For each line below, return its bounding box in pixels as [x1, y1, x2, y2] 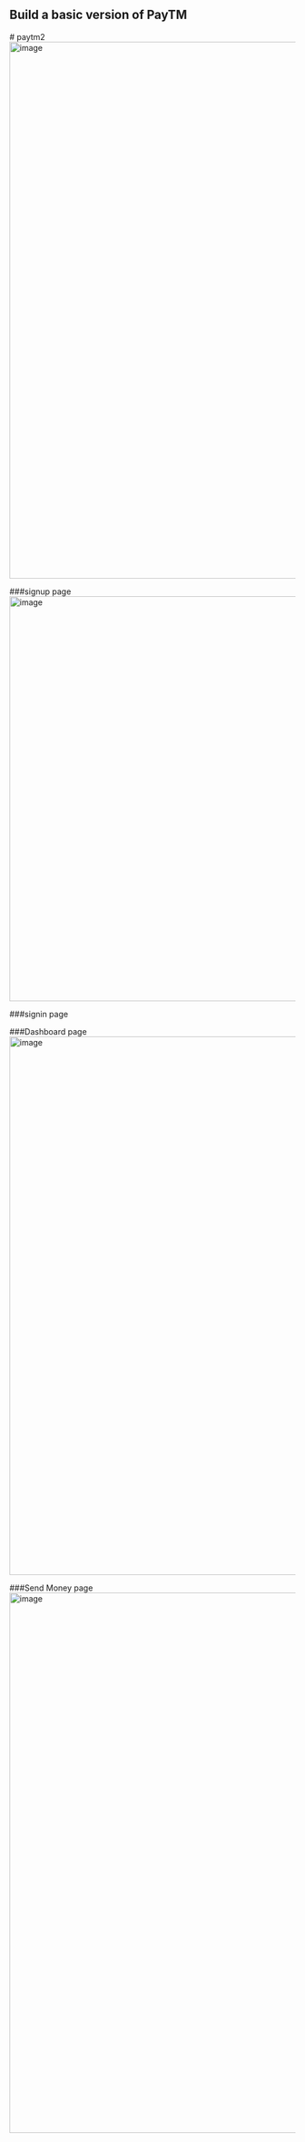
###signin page [9, 1008, 69, 1019]
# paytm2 [9, 31, 45, 42]
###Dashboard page [9, 1026, 88, 1036]
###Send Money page [9, 1582, 93, 1593]
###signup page [9, 586, 72, 597]
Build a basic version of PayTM [9, 7, 188, 23]
